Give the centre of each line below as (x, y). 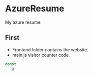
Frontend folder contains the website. (50, 49)
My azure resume (23, 22)
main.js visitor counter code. (41, 55)
